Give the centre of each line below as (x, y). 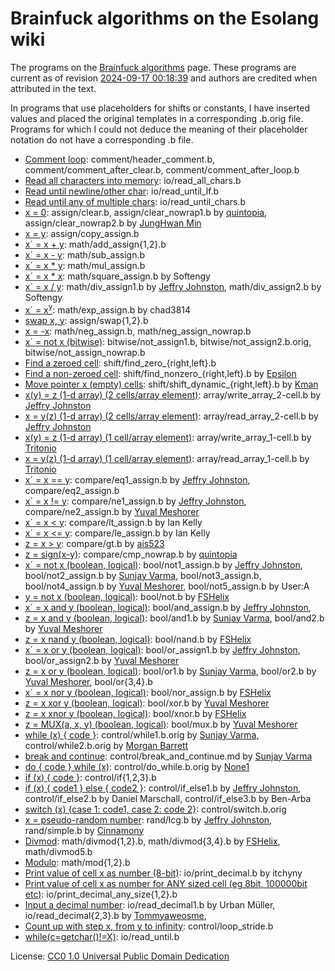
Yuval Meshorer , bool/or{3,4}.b (88, 681)
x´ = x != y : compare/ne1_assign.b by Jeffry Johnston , (135, 501)
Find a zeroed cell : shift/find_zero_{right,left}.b (120, 363)
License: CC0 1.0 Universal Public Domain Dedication (120, 956)
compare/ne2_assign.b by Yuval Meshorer (112, 511)
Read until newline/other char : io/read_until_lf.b (122, 191)
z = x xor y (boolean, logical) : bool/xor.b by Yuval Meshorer (147, 703)
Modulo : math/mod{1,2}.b (77, 862)
